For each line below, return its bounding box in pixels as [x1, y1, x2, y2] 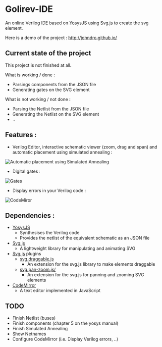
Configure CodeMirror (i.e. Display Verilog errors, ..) [12, 336, 118, 342]
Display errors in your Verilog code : [12, 187, 86, 194]
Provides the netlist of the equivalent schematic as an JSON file [19, 235, 150, 241]
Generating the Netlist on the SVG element [12, 111, 99, 117]
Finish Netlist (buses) [12, 315, 56, 321]
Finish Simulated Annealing [12, 326, 68, 332]
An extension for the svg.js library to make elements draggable [27, 261, 156, 267]
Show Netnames [12, 331, 46, 337]
